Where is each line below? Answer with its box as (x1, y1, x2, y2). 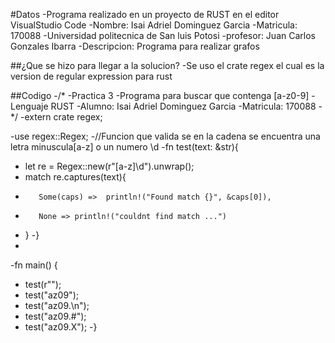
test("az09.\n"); (24, 300, 90, 311)
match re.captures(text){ (24, 171, 127, 183)
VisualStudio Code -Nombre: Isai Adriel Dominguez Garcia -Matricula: (10, 19, 298, 31)
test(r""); (24, 279, 62, 290)
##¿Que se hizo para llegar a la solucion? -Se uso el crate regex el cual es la (10, 60, 325, 71)
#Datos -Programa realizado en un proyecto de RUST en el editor (10, 9, 280, 20)
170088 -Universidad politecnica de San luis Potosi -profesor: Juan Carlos (10, 30, 316, 41)
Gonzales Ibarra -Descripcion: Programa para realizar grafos (10, 40, 260, 52)
